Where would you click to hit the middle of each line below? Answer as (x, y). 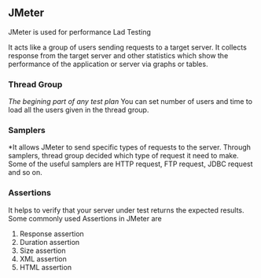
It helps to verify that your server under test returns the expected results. (127, 210)
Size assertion (42, 250)
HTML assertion (46, 267)
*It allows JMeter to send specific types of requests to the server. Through (130, 147)
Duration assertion (50, 242)
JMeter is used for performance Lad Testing (80, 32)
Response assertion (51, 234)
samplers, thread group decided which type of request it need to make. (123, 156)
